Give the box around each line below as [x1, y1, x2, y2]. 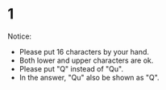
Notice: [7, 31, 32, 41]
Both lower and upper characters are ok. [19, 55, 154, 65]
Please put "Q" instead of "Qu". [19, 63, 124, 73]
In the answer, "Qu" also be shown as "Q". [19, 72, 160, 82]
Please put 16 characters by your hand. [19, 47, 150, 56]
